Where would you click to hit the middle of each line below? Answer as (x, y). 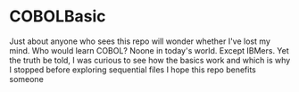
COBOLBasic (58, 17)
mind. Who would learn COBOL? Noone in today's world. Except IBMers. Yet (149, 50)
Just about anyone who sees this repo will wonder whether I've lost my (140, 41)
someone (27, 79)
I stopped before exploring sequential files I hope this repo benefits (133, 70)
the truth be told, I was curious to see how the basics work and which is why (150, 60)
